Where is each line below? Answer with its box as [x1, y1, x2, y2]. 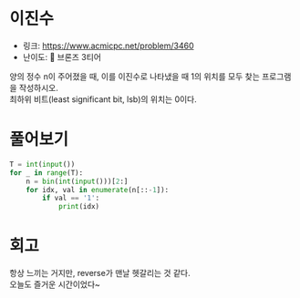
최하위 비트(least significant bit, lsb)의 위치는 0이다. [9, 93, 198, 105]
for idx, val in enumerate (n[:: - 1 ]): [26, 185, 170, 194]
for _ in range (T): [9, 168, 84, 178]
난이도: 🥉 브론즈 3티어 [22, 51, 102, 62]
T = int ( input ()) [9, 159, 76, 169]
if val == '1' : [42, 193, 100, 203]
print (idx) [57, 202, 100, 211]
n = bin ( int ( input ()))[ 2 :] [26, 177, 129, 186]
